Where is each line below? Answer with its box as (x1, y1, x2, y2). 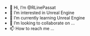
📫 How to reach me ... (9, 26, 54, 31)
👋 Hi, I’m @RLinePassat (9, 5, 56, 10)
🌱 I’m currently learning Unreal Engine (9, 15, 85, 20)
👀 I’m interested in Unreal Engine (9, 10, 75, 16)
